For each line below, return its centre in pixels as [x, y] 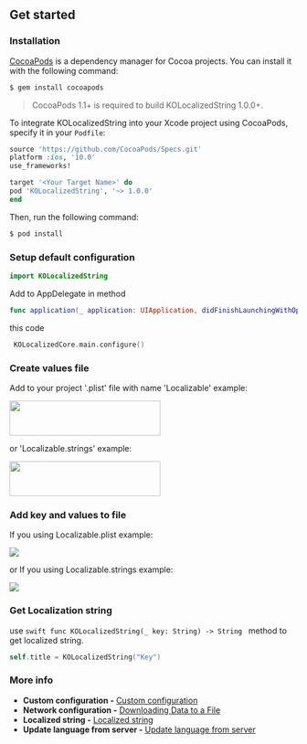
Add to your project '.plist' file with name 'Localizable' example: [129, 388]
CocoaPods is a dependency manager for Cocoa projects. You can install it [151, 61]
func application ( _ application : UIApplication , [104, 310]
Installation [35, 41]
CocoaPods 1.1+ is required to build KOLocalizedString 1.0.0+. [147, 105]
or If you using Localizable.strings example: [91, 569]
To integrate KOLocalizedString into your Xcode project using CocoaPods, [149, 122]
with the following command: [64, 70]
